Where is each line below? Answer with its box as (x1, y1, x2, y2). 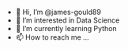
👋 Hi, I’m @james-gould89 (15, 8, 101, 16)
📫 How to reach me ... (15, 33, 89, 42)
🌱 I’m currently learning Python (15, 24, 117, 33)
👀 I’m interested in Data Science (15, 16, 120, 25)
